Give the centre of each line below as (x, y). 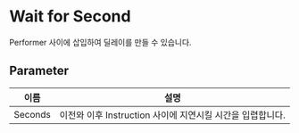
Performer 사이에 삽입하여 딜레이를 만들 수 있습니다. (100, 42)
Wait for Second (70, 17)
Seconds (33, 114)
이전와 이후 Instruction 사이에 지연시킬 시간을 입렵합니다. (172, 115)
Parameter (39, 71)
